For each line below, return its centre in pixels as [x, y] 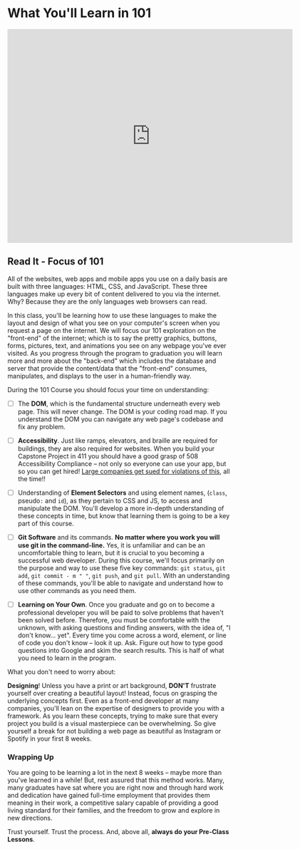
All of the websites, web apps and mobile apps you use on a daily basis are [118, 279]
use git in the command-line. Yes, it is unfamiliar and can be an [111, 545]
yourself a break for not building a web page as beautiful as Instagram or [114, 731]
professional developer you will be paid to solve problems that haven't [121, 613]
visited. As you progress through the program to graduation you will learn [115, 353]
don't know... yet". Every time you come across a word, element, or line [122, 635]
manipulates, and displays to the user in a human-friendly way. [99, 376]
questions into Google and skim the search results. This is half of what [121, 651]
